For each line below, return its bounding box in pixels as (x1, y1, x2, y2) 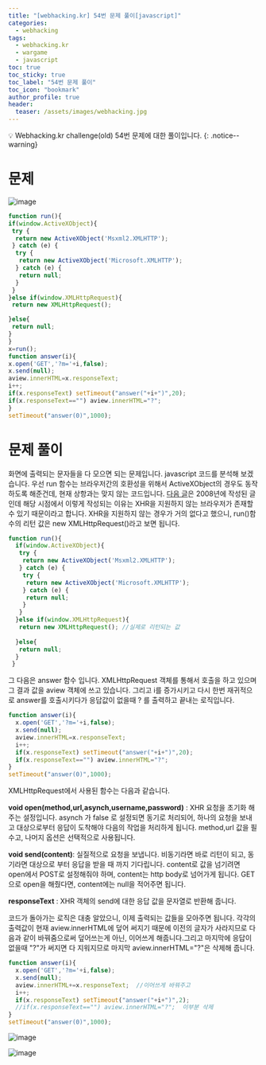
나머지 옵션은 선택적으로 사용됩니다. (25, 833, 136, 842)
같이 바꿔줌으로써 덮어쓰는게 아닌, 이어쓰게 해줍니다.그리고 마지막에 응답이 (22, 933, 253, 943)
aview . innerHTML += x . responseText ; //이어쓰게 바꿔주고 (15, 981, 191, 989)
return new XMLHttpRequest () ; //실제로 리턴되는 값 (18, 623, 180, 631)
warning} (8, 140, 38, 149)
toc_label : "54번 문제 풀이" (8, 78, 97, 86)
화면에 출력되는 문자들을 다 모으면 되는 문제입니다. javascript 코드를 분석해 (8, 469, 240, 478)
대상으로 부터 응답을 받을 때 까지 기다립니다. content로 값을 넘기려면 (29, 860, 241, 869)
